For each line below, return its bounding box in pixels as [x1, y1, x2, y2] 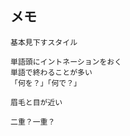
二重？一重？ [10, 117, 56, 127]
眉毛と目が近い [10, 97, 63, 107]
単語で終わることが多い [10, 67, 93, 77]
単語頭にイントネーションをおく [10, 57, 123, 67]
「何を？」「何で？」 [10, 78, 82, 88]
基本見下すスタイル [10, 37, 78, 47]
